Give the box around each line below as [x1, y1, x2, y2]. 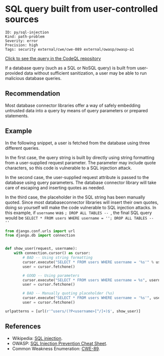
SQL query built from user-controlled [5, 3, 158, 15]
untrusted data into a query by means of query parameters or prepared [5, 107, 148, 113]
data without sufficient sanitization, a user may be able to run [24, 70, 147, 76]
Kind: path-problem [5, 34, 45, 39]
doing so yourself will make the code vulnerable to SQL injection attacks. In [5, 204, 156, 210]
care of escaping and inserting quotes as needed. [5, 184, 105, 191]
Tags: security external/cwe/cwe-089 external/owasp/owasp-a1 [5, 47, 134, 52]
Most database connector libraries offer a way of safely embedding [5, 102, 141, 108]
